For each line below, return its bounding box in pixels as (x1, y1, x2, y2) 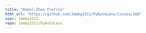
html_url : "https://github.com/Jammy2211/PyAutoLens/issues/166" (5, 12, 142, 16)
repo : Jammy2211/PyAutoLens (5, 20, 63, 26)
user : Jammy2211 (5, 16, 38, 21)
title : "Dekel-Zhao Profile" (5, 7, 65, 12)
